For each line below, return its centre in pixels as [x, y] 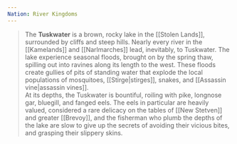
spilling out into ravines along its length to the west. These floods [120, 64]
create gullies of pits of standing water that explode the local [114, 72]
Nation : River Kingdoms [43, 14]
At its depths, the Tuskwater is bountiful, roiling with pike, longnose [123, 95]
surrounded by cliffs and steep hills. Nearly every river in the [114, 42]
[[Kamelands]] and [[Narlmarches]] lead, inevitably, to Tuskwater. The [127, 49]
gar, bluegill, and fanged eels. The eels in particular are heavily [117, 102]
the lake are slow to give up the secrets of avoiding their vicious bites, [127, 125]
